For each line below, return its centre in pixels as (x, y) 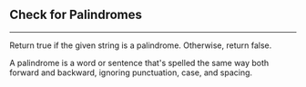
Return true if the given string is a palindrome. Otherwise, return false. (141, 45)
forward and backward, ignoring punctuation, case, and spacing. (131, 72)
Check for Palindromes (76, 15)
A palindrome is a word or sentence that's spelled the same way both (139, 63)
